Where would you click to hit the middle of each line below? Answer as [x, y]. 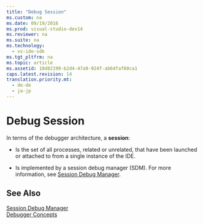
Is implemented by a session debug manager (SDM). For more [93, 168]
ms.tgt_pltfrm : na [30, 57]
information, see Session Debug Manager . [68, 174]
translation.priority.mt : [39, 80]
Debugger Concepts [32, 214]
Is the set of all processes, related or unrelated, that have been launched [106, 149]
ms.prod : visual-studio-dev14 [45, 29]
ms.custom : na [24, 18]
